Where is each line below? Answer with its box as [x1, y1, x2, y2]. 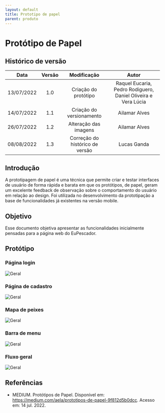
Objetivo [5, 212, 32, 221]
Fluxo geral [5, 353, 32, 360]
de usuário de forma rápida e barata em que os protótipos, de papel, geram [5, 182, 158, 188]
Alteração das [68, 121, 101, 127]
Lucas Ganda [118, 141, 149, 148]
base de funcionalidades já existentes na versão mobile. [5, 198, 119, 204]
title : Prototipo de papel [5, 12, 60, 17]
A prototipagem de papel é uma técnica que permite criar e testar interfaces [5, 177, 160, 183]
